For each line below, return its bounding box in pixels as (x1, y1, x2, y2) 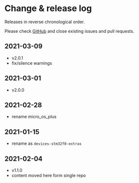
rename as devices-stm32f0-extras (11, 141, 82, 146)
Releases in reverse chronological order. (4, 19, 85, 25)
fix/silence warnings (11, 60, 52, 66)
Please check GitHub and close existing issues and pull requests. (4, 28, 135, 34)
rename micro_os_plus (11, 114, 57, 120)
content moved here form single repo (11, 172, 86, 178)
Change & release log (4, 3, 92, 14)
